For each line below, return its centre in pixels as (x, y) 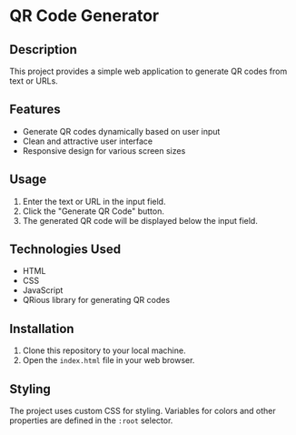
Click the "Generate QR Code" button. (94, 211)
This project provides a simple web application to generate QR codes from (148, 71)
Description (43, 50)
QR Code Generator (84, 16)
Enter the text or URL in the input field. (94, 201)
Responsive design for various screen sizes (104, 150)
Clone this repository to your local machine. (104, 350)
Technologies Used (65, 250)
